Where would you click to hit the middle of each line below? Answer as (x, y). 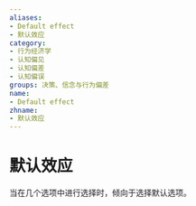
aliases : (26, 18)
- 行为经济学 (30, 51)
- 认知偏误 (27, 77)
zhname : (24, 110)
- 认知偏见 (27, 60)
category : (28, 43)
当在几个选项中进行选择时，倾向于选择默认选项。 (100, 193)
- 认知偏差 (27, 69)
